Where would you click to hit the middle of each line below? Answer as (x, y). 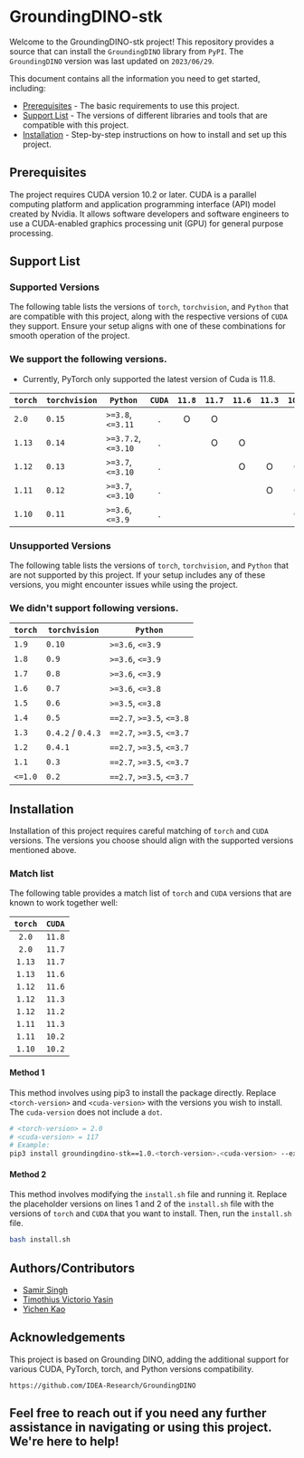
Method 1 (27, 1073)
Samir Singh (45, 1290)
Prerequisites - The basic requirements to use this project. (131, 105)
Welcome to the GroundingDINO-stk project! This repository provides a (142, 42)
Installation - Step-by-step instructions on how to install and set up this (155, 134)
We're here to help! (64, 1442)
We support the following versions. (88, 360)
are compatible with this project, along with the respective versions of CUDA (148, 317)
